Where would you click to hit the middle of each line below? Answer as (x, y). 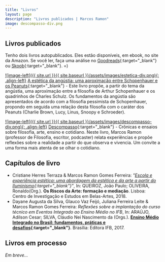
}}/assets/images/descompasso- (118, 122)
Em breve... (16, 255)
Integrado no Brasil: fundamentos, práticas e (59, 222)
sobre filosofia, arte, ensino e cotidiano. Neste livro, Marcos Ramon (73, 132)
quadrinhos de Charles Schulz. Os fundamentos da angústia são (70, 96)
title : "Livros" (22, 10)
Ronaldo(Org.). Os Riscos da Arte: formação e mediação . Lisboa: (79, 191)
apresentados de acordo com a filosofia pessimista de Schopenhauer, (76, 102)
